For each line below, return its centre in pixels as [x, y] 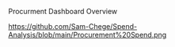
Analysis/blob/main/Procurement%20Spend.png [87, 35]
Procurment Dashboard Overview [63, 11]
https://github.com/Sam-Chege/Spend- [72, 26]
